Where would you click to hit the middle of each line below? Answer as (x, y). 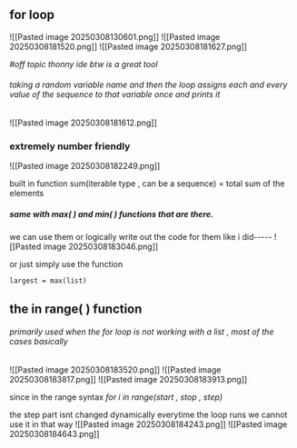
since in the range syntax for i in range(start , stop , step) (116, 397)
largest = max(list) (49, 281)
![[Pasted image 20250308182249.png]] (85, 166)
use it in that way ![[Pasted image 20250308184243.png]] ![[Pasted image (148, 424)
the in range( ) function (76, 309)
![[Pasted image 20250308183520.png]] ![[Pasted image (115, 369)
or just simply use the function (66, 264)
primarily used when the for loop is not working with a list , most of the (142, 332)
